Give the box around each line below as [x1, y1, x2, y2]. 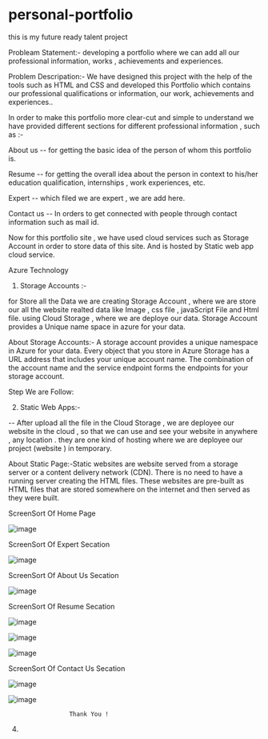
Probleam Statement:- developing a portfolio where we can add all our [8, 47, 240, 57]
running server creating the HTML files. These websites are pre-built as [8, 476, 245, 485]
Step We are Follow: [8, 387, 74, 396]
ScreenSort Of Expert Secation [8, 539, 110, 549]
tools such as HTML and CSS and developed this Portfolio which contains [8, 80, 251, 90]
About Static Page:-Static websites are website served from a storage [8, 459, 238, 468]
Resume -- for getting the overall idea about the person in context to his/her [8, 169, 258, 179]
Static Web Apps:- [19, 402, 81, 412]
